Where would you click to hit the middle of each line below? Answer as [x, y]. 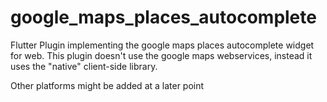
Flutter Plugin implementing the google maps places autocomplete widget [162, 45]
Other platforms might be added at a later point [107, 85]
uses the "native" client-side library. [84, 66]
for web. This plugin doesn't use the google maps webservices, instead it [161, 55]
